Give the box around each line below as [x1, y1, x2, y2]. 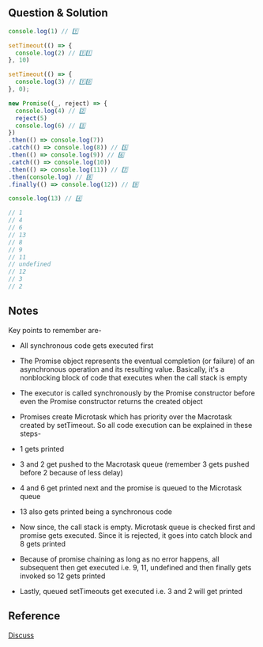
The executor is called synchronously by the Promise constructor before [19, 388, 255, 398]
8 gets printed [19, 539, 66, 548]
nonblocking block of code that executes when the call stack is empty [19, 373, 248, 382]
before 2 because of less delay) [19, 467, 124, 477]
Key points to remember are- [8, 325, 103, 335]
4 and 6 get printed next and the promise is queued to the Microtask [19, 482, 242, 493]
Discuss [8, 630, 34, 640]
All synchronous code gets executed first [19, 340, 154, 350]
